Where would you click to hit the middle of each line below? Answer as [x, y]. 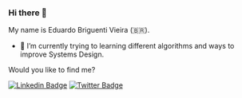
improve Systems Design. [62, 54]
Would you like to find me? [52, 70]
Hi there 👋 [28, 13]
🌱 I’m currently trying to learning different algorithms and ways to [127, 46]
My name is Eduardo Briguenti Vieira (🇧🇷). [79, 30]
